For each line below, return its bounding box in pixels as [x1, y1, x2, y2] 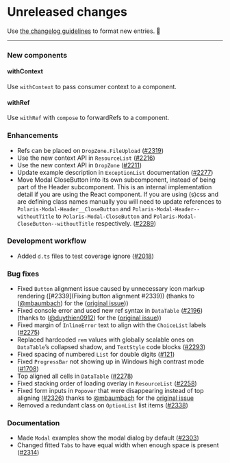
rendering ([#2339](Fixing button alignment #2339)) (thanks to [16, 292, 195, 300]
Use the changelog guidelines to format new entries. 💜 [7, 27, 161, 35]
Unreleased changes [7, 4, 128, 20]
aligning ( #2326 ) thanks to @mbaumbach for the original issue [16, 394, 194, 402]
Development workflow [7, 236, 87, 246]
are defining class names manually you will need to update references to [16, 197, 222, 206]
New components [7, 50, 67, 60]
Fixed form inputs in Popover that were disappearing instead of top [16, 387, 204, 395]
